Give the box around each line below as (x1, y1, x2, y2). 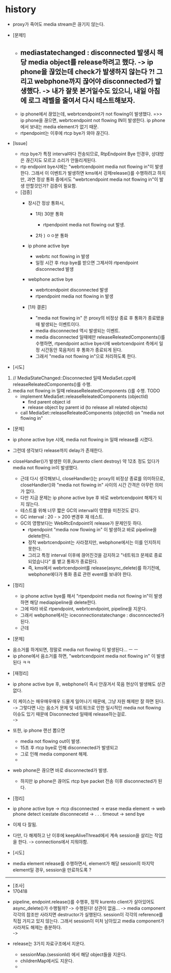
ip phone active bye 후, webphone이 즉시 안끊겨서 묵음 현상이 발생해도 (12, 681, 156, 687)
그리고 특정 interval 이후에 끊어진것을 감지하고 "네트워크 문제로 (27, 552, 153, 558)
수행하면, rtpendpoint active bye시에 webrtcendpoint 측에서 (35, 340, 158, 346)
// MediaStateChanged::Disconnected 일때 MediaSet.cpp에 (12, 374, 136, 381)
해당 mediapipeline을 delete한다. (30, 599, 97, 605)
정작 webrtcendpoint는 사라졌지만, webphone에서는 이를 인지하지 (27, 539, 161, 545)
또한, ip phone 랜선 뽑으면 (12, 727, 65, 733)
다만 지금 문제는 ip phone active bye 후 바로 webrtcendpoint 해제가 (20, 494, 157, 501)
